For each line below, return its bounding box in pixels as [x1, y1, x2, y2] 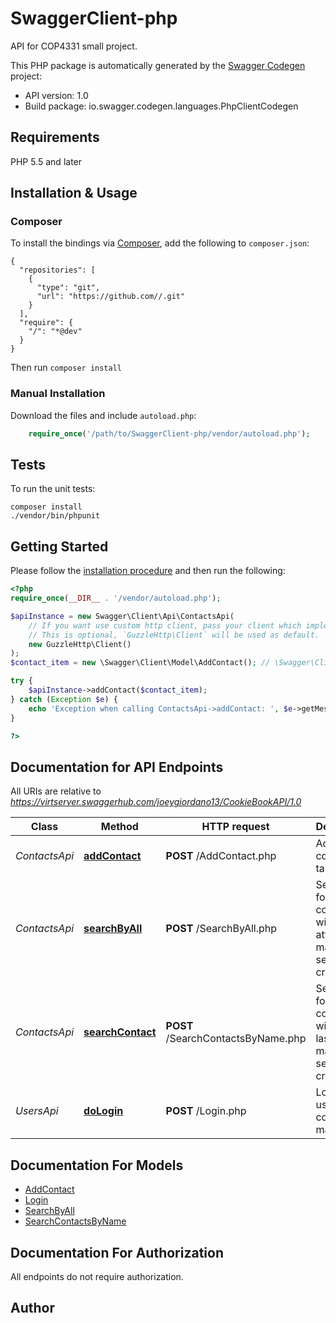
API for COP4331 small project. [10, 40, 138, 52]
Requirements [10, 129, 100, 146]
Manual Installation [10, 387, 106, 401]
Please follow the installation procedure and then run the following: [10, 565, 286, 577]
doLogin [83, 1104, 124, 1118]
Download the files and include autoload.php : [10, 409, 197, 421]
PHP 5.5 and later [10, 155, 83, 167]
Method [100, 820, 139, 834]
